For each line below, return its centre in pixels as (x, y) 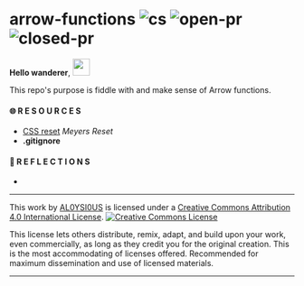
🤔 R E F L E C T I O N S (50, 161)
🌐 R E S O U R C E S (45, 111)
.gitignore (41, 141)
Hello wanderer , (40, 72)
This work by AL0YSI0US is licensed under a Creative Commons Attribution (150, 208)
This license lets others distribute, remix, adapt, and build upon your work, (148, 235)
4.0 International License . (57, 217)
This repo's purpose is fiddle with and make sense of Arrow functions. (140, 89)
